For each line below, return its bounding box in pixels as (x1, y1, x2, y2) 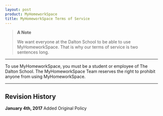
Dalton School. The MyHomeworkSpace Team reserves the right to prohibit (5, 69, 156, 75)
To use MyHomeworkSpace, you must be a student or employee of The (5, 63, 148, 69)
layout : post (5, 7, 32, 12)
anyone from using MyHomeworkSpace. (5, 74, 86, 79)
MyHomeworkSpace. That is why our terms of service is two (16, 44, 138, 50)
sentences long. (16, 49, 49, 55)
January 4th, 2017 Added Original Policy (5, 105, 87, 111)
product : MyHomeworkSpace (5, 12, 57, 17)
